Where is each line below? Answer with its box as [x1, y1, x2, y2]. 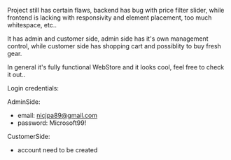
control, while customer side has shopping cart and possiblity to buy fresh [7, 42, 222, 50]
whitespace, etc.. [7, 21, 57, 29]
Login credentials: [7, 84, 59, 92]
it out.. [7, 70, 26, 79]
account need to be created [17, 146, 98, 154]
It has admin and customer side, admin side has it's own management [7, 34, 209, 43]
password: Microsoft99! [17, 119, 87, 127]
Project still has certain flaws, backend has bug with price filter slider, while [7, 6, 225, 14]
